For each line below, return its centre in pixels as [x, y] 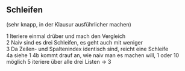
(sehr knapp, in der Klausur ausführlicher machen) [69, 24]
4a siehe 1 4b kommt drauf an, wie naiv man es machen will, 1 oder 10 [93, 55]
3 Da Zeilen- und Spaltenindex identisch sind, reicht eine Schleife [87, 49]
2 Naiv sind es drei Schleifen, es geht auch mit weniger [75, 42]
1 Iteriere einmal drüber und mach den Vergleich [66, 36]
